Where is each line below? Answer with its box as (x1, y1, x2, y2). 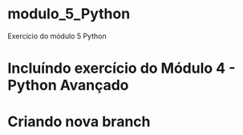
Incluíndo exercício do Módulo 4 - (7, 59, 236, 77)
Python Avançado (7, 77, 129, 94)
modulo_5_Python (7, 5, 131, 23)
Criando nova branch (7, 113, 151, 131)
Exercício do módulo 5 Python (7, 31, 107, 41)
